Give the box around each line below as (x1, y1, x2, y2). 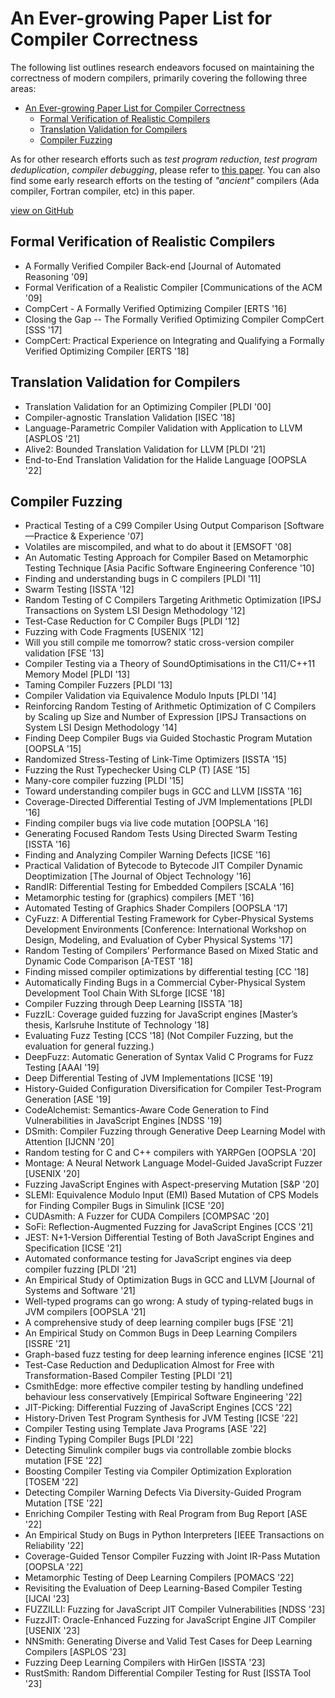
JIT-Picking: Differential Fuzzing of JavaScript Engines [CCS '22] (24, 1402, 293, 1414)
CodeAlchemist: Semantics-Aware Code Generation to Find (24, 1104, 270, 1116)
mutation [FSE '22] (24, 1455, 103, 1467)
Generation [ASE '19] (24, 1093, 112, 1106)
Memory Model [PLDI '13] (24, 668, 131, 681)
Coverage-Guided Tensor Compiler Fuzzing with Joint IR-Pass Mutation (24, 1550, 321, 1562)
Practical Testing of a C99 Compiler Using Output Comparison (24, 520, 282, 532)
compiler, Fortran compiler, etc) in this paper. (10, 185, 195, 197)
